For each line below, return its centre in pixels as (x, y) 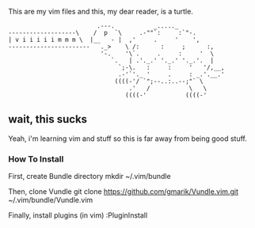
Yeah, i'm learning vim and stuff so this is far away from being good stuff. (127, 139)
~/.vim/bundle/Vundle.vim (51, 200)
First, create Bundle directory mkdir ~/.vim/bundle (90, 177)
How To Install (36, 159)
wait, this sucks (48, 119)
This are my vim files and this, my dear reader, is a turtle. (101, 11)
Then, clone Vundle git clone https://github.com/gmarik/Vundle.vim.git (124, 192)
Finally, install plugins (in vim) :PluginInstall (78, 215)
